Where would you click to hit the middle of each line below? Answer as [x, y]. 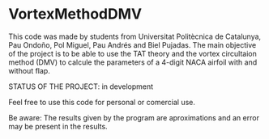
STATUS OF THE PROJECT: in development [81, 86]
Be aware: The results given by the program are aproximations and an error [134, 117]
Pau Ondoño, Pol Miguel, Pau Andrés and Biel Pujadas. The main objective [132, 44]
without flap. [29, 70]
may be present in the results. [58, 126]
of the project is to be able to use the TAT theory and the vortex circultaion [132, 53]
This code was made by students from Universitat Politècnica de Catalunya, [135, 36]
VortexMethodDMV [75, 14]
